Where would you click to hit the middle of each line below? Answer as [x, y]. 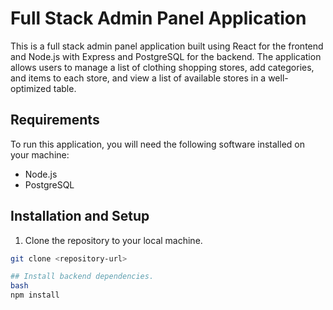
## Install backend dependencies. [82, 277]
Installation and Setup [80, 216]
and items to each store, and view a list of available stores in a [138, 78]
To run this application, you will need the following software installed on [157, 144]
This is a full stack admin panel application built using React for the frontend [167, 46]
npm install [35, 295]
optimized [31, 88]
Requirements [55, 120]
